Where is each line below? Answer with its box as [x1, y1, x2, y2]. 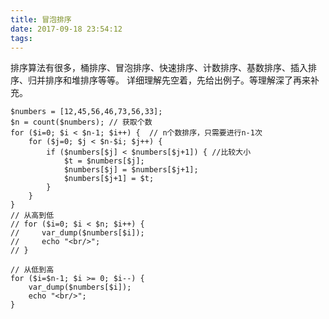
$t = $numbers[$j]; [63, 156, 145, 166]
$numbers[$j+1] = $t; [63, 174, 155, 184]
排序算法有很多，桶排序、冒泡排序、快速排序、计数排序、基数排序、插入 [10, 62, 308, 74]
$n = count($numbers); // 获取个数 [10, 117, 153, 128]
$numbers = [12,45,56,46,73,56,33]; [10, 107, 163, 117]
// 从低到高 [10, 265, 55, 275]
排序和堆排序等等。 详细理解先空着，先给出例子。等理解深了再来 [44, 74, 311, 86]
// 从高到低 [10, 211, 55, 221]
